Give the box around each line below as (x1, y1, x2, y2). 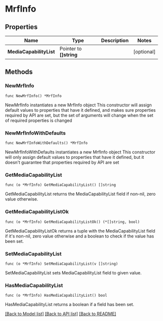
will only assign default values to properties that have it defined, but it (5, 154, 144, 160)
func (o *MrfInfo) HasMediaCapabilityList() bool (5, 293, 108, 298)
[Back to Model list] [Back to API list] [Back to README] (5, 311, 116, 317)
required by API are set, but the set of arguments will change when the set (5, 112, 154, 118)
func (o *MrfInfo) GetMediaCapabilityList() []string (5, 183, 116, 187)
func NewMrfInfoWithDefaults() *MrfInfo (5, 140, 88, 145)
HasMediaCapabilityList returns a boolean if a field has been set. (5, 302, 134, 307)
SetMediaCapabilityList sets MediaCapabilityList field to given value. (5, 270, 142, 275)
